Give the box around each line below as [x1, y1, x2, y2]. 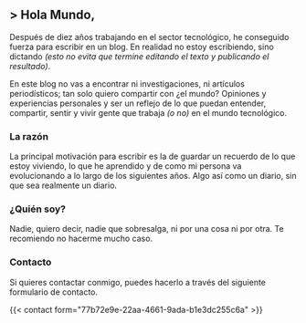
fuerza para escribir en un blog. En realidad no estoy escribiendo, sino [9, 41, 274, 52]
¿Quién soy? [9, 203, 67, 215]
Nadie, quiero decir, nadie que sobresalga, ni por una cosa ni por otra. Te [9, 224, 285, 234]
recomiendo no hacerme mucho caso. [9, 233, 153, 245]
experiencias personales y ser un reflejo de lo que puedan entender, [9, 98, 267, 109]
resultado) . [9, 60, 51, 71]
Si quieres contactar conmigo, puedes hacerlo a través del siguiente [9, 276, 267, 287]
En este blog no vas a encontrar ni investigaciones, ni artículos [9, 78, 245, 89]
